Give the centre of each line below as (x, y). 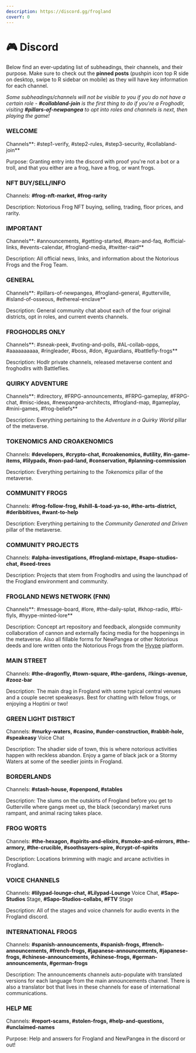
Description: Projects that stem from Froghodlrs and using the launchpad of (97, 575)
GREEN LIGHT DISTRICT (41, 719)
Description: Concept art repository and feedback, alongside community (93, 627)
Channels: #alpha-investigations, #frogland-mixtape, (72, 558)
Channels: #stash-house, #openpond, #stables (64, 789)
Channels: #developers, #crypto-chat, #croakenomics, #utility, (84, 454)
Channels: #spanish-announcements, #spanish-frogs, (73, 945)
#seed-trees (35, 564)
